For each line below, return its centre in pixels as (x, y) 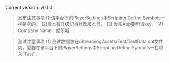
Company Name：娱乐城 (43, 30)
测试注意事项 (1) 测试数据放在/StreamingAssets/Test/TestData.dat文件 (91, 41)
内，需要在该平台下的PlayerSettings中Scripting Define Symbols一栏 (88, 48)
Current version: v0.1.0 (29, 7)
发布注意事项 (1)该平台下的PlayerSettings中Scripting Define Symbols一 (91, 18)
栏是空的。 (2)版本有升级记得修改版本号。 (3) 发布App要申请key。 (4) (91, 24)
